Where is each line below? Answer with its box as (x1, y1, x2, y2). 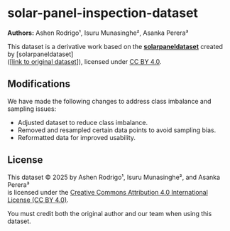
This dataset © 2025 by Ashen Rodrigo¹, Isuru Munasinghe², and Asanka (7, 173, 221, 181)
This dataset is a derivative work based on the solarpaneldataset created (7, 42, 224, 50)
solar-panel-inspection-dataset (7, 5, 199, 21)
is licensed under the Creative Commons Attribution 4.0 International (7, 188, 208, 196)
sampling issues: (7, 104, 57, 113)
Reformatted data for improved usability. (17, 133, 136, 141)
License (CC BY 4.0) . (7, 195, 69, 204)
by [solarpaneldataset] (7, 50, 74, 58)
